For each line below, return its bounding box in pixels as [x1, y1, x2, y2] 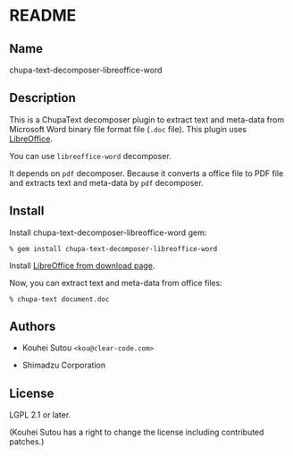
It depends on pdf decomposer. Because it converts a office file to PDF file [9, 167, 284, 179]
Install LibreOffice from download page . [9, 260, 155, 271]
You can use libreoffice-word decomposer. [9, 150, 172, 161]
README [9, 5, 77, 26]
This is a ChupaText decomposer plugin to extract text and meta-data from [9, 114, 284, 125]
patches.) [9, 436, 45, 447]
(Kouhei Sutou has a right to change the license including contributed [9, 426, 264, 438]
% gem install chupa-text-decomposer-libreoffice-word [9, 244, 218, 253]
